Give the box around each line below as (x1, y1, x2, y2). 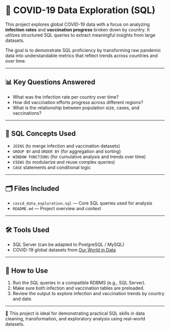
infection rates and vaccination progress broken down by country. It (5, 26, 150, 32)
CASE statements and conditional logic (12, 164, 91, 170)
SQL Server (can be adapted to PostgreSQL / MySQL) (12, 242, 125, 248)
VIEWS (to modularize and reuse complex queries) (12, 159, 115, 165)
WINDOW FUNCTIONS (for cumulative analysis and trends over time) (12, 154, 146, 160)
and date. (12, 296, 33, 302)
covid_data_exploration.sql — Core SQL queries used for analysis (12, 200, 153, 206)
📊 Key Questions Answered (5, 78, 96, 86)
